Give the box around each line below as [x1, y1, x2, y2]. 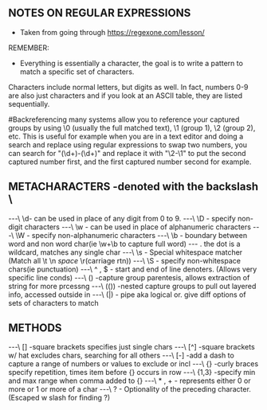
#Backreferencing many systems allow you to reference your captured [8, 115, 240, 124]
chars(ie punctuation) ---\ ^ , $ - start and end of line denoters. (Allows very [8, 264, 257, 274]
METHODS [8, 322, 62, 335]
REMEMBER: [8, 43, 49, 53]
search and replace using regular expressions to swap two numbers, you [8, 139, 248, 150]
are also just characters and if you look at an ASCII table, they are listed [8, 91, 243, 100]
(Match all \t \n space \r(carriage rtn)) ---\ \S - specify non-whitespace [8, 256, 241, 265]
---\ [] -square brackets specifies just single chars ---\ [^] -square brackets [8, 342, 255, 352]
